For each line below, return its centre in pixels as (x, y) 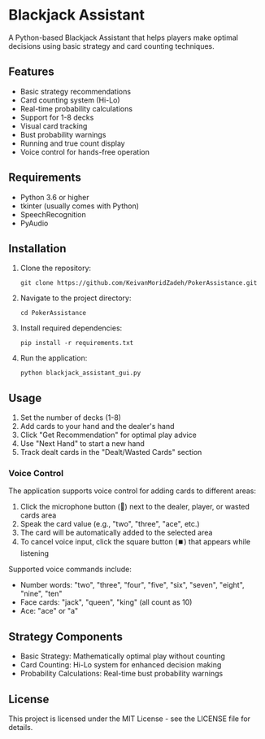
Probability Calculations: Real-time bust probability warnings (122, 674)
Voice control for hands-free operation (85, 151)
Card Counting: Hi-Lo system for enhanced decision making (121, 665)
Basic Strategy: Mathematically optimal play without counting (123, 656)
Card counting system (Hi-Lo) (70, 100)
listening (35, 553)
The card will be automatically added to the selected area (116, 533)
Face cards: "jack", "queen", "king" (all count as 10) (106, 602)
